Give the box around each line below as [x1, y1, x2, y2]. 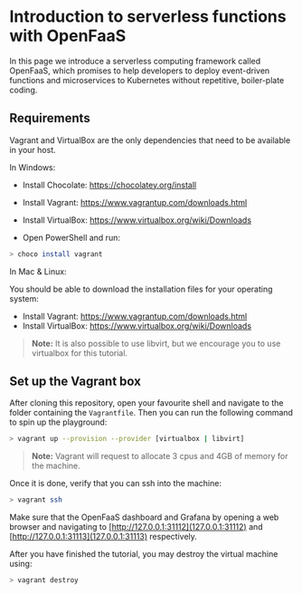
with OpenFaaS [9, 25, 127, 46]
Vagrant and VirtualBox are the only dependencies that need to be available [9, 134, 291, 146]
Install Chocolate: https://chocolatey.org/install [22, 179, 197, 190]
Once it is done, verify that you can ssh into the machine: [9, 478, 222, 489]
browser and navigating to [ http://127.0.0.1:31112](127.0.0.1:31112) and [9, 522, 264, 532]
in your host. [9, 144, 56, 155]
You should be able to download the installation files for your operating [9, 283, 273, 294]
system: [9, 292, 39, 304]
